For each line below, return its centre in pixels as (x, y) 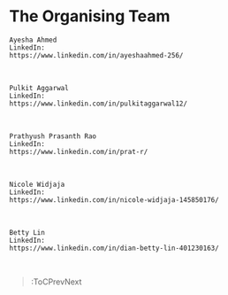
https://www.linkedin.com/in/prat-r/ (79, 151)
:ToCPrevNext (56, 282)
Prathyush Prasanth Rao (53, 136)
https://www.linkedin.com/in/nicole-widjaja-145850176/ (114, 200)
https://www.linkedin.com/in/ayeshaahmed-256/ (96, 55)
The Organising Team (90, 16)
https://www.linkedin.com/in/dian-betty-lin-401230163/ (114, 248)
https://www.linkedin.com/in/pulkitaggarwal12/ (99, 104)
